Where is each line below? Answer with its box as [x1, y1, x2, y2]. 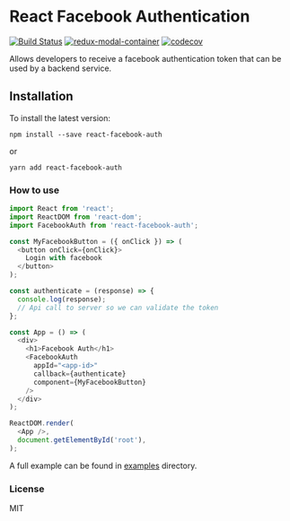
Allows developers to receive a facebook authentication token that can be [9, 53, 282, 64]
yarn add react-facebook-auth [9, 163, 123, 172]
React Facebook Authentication [9, 6, 250, 27]
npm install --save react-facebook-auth [9, 130, 163, 139]
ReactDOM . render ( [9, 419, 75, 428]
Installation [9, 89, 74, 104]
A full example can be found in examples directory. [9, 460, 198, 471]
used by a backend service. [9, 63, 112, 74]
